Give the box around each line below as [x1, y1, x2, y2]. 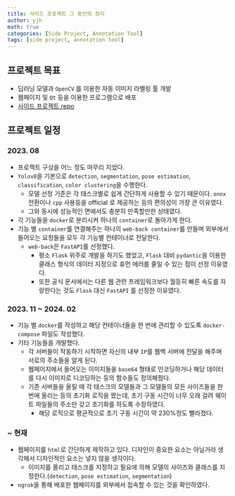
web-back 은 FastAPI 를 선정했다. [27, 242, 115, 250]
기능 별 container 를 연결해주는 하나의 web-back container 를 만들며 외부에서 [17, 224, 229, 233]
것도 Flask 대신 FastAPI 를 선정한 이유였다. [63, 286, 182, 294]
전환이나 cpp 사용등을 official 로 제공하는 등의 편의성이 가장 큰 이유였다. [27, 198, 224, 206]
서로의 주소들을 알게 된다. [27, 356, 99, 364]
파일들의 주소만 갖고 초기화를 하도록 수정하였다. [35, 400, 165, 408]
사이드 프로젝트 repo [17, 101, 75, 110]
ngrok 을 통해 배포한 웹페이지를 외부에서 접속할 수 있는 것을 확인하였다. [17, 481, 210, 489]
